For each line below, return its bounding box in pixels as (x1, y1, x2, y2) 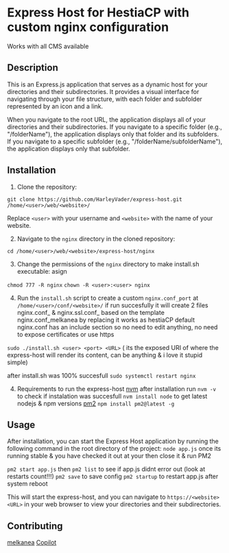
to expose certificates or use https (16, 330, 114, 338)
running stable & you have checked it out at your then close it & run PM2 (7, 451, 211, 460)
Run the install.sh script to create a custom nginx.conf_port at (16, 294, 199, 302)
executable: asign (16, 267, 67, 275)
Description (7, 62, 58, 73)
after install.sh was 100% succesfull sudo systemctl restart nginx (7, 371, 196, 379)
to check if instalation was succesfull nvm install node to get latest (16, 392, 208, 400)
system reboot (7, 480, 48, 488)
